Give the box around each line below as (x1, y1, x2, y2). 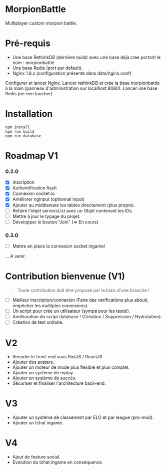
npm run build (5, 129, 35, 134)
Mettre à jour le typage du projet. (12, 213, 81, 219)
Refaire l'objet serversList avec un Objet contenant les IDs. (12, 207, 133, 213)
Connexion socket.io (12, 190, 55, 196)
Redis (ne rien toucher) (5, 90, 52, 96)
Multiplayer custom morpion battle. (5, 20, 77, 26)
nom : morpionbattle (12, 59, 54, 66)
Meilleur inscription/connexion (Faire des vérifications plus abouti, (12, 297, 149, 303)
